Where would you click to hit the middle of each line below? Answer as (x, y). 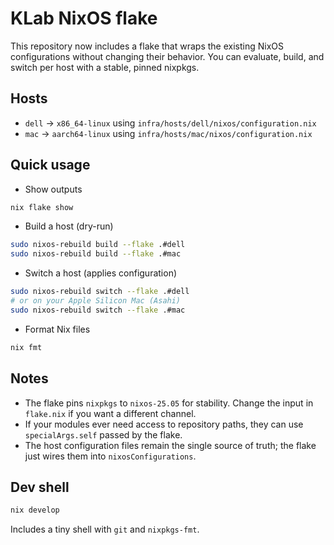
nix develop (35, 510)
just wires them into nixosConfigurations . (110, 456)
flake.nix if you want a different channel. (110, 413)
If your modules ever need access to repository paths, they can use (164, 424)
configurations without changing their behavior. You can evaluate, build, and (167, 56)
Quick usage (50, 165)
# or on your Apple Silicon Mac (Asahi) (96, 301)
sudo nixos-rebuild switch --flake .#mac (98, 310)
